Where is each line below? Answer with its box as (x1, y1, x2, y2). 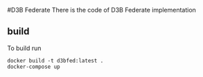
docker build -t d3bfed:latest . (7, 57, 104, 64)
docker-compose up (7, 63, 60, 70)
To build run (7, 44, 42, 52)
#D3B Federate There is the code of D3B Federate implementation (7, 6, 196, 14)
